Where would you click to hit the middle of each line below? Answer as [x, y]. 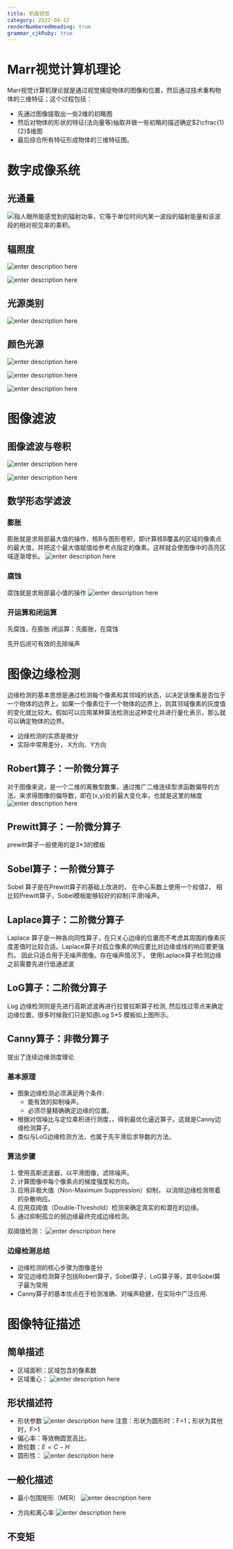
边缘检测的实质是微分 [48, 736]
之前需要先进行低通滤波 [41, 964]
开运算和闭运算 [32, 612]
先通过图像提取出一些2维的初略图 [65, 114]
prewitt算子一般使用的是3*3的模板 [56, 845]
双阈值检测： [25, 1231]
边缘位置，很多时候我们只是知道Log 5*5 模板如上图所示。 [90, 1014]
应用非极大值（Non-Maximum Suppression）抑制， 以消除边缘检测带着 [119, 1190]
